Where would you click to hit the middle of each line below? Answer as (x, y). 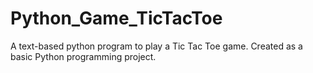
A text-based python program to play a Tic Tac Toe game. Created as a (156, 46)
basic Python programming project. (83, 56)
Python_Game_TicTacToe (116, 18)
